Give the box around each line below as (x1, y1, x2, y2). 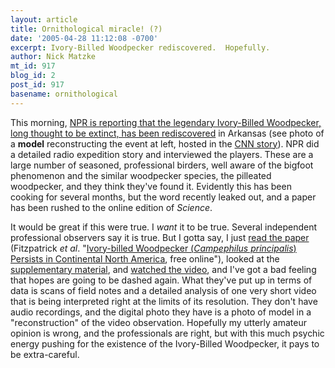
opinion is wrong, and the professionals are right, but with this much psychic (10, 327, 325, 339)
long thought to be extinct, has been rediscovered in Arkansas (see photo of (10, 127, 325, 139)
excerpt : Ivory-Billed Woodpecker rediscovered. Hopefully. (10, 42, 271, 53)
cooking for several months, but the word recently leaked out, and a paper (10, 191, 317, 203)
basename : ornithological (10, 89, 118, 99)
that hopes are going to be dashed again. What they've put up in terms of (10, 274, 313, 286)
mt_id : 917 (10, 61, 56, 71)
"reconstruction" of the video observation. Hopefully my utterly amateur (10, 316, 307, 328)
